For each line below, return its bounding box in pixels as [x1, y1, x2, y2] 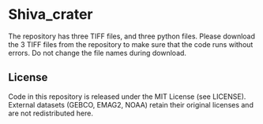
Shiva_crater [8, 5, 93, 24]
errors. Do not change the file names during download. [8, 48, 187, 57]
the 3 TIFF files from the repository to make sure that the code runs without [8, 39, 254, 49]
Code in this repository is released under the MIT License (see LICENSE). [8, 92, 246, 101]
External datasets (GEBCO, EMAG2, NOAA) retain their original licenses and [8, 100, 254, 109]
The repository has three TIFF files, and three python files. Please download [8, 31, 255, 41]
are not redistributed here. [8, 108, 93, 118]
